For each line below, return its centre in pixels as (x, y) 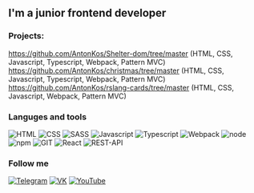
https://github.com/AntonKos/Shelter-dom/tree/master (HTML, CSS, (121, 53)
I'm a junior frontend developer (87, 13)
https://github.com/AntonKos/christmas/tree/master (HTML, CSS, (116, 70)
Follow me (29, 163)
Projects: (26, 36)
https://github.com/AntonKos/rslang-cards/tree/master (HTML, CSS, (121, 87)
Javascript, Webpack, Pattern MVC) (67, 96)
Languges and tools (47, 117)
